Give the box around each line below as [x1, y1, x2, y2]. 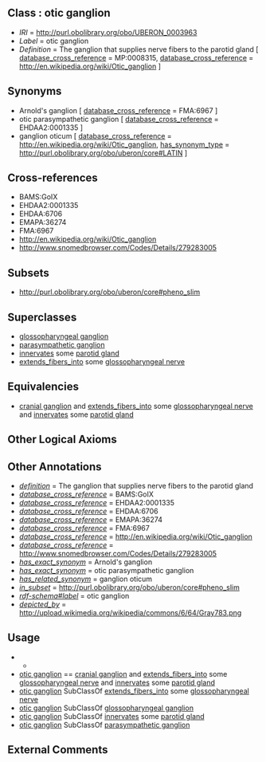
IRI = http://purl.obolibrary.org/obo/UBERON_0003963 [18, 27, 198, 37]
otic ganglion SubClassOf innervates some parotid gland [18, 711, 205, 721]
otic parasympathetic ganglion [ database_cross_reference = [18, 114, 220, 124]
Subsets [7, 266, 49, 280]
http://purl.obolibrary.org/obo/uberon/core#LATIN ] [18, 147, 188, 158]
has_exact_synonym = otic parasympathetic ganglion [18, 566, 194, 575]
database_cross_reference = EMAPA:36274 [18, 515, 162, 524]
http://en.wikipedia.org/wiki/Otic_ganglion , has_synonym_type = [18, 139, 230, 149]
